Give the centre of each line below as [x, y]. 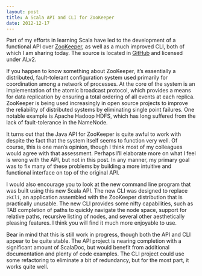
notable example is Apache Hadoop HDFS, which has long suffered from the [101, 116]
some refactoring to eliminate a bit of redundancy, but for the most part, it [98, 260]
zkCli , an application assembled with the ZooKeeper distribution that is [94, 197]
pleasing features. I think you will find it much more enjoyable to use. [91, 223]
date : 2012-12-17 [28, 23]
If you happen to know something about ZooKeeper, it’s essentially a [91, 71]
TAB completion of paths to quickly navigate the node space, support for [96, 210]
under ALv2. [21, 59]
